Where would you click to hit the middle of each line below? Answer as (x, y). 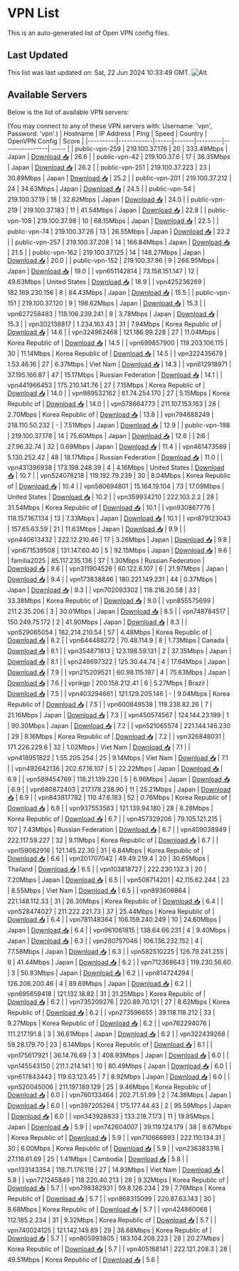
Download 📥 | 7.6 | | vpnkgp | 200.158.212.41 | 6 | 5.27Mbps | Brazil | (108, 683)
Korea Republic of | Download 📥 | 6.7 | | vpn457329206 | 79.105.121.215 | (115, 819)
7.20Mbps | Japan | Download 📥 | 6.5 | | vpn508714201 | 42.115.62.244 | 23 (118, 880)
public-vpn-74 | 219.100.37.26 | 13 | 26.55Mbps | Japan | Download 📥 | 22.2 (119, 231)
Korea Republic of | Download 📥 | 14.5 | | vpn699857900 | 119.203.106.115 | (117, 343)
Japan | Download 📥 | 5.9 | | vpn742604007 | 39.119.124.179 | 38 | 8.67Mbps (119, 1126)
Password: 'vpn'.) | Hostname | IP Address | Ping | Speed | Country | (107, 133)
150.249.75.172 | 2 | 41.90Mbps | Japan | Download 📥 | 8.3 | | (97, 622)
